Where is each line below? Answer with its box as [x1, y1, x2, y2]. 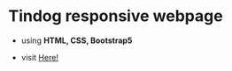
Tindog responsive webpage [8, 6, 223, 26]
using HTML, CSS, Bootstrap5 [20, 35, 133, 46]
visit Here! [20, 52, 59, 62]
